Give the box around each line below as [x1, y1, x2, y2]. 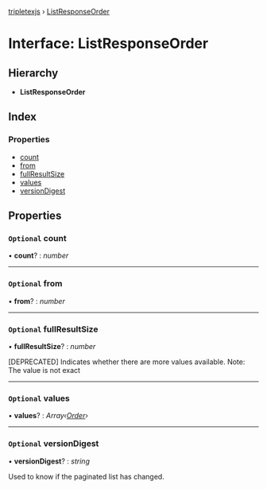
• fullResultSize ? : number [8, 341, 96, 351]
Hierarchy [8, 66, 59, 80]
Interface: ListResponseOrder [8, 35, 209, 52]
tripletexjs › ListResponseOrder [8, 7, 110, 16]
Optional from [8, 278, 63, 289]
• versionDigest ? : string [8, 456, 90, 466]
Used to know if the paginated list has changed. [8, 472, 164, 481]
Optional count [8, 233, 67, 243]
